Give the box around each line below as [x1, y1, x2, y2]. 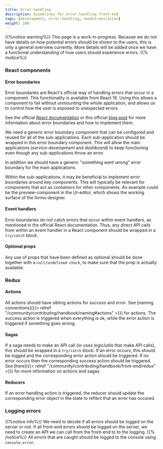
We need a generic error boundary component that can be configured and [5, 130, 154, 135]
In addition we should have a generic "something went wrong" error [5, 159, 141, 166]
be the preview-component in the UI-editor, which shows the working [5, 189, 145, 195]
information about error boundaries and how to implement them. [5, 120, 134, 126]
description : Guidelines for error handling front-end [5, 12, 119, 17]
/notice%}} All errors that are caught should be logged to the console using [5, 434, 156, 440]
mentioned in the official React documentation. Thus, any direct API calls [5, 222, 151, 228]
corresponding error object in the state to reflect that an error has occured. [5, 395, 156, 401]
